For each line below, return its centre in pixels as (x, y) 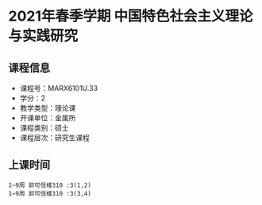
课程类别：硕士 (44, 128)
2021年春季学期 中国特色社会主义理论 (131, 16)
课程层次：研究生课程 (54, 138)
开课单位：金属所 (48, 118)
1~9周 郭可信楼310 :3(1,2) (50, 185)
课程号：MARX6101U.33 (58, 88)
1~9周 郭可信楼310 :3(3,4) (50, 194)
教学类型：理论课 (48, 108)
